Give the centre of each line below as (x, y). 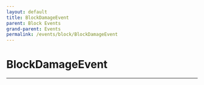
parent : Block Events (34, 23)
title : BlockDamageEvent (38, 18)
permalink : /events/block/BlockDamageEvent (62, 35)
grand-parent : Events (34, 29)
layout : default (27, 12)
